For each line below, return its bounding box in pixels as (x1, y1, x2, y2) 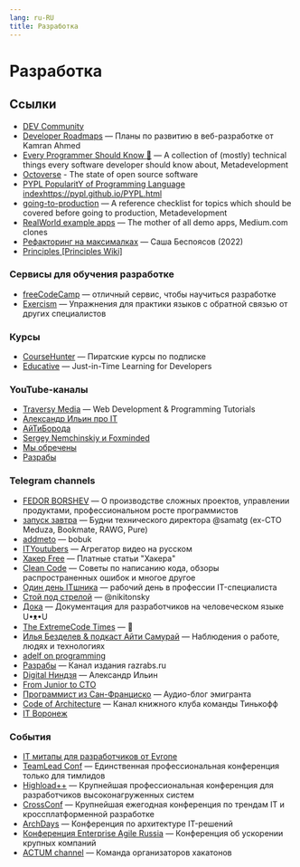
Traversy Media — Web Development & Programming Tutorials (22, 404, 256, 414)
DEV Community (22, 120, 84, 131)
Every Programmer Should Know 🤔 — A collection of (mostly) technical (22, 149, 287, 160)
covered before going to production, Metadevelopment (22, 207, 228, 218)
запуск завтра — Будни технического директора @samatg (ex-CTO (22, 514, 282, 525)
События (9, 730, 52, 743)
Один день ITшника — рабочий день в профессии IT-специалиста (22, 581, 277, 593)
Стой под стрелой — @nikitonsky (22, 591, 151, 602)
